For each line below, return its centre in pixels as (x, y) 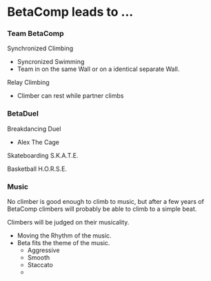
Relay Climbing (28, 83)
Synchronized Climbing (40, 48)
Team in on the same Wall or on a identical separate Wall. (98, 69)
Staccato (40, 265)
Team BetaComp (36, 34)
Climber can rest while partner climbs (70, 96)
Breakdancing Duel (34, 129)
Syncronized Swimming (51, 62)
